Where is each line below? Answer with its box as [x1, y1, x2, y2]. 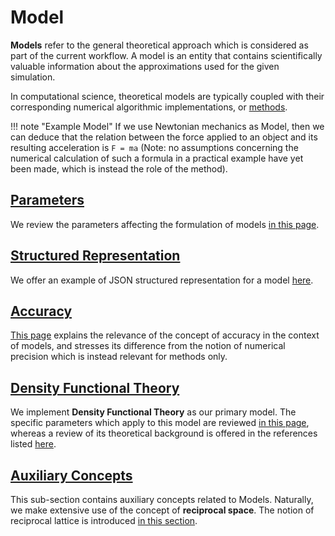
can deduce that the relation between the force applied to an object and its [10, 131, 318, 143]
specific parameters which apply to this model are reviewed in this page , [10, 417, 310, 429]
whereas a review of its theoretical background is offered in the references [10, 427, 318, 440]
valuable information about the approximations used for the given [10, 60, 280, 72]
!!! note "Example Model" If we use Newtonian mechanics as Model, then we [10, 120, 325, 132]
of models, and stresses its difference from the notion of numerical [10, 340, 286, 352]
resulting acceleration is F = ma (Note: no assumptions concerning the [10, 141, 299, 153]
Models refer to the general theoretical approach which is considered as [10, 39, 309, 51]
